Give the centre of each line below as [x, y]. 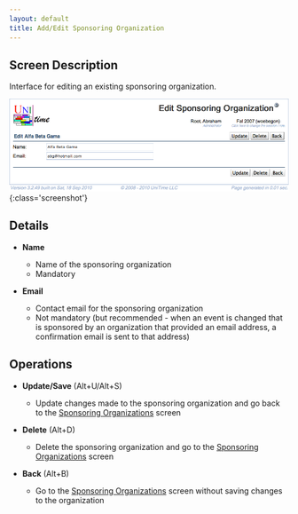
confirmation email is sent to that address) [113, 336]
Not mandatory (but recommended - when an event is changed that [159, 317]
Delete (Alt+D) [48, 430]
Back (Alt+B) [45, 473]
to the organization [70, 500]
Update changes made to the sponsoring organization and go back [158, 403]
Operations [41, 364]
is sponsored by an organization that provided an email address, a [156, 327]
